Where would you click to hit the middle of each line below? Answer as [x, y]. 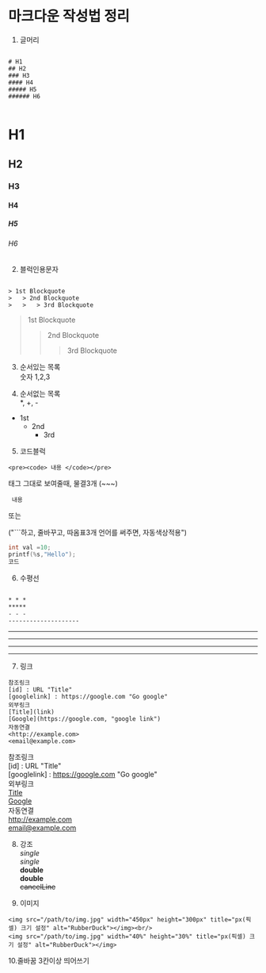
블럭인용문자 [39, 269]
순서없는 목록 [40, 393]
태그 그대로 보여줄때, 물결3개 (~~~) [63, 483]
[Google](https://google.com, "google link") [84, 719]
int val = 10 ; [30, 547]
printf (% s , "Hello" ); [42, 555]
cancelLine [38, 887]
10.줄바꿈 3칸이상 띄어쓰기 [49, 961]
